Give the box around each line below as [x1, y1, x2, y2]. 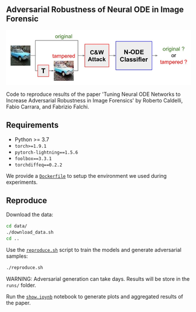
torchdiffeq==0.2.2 [14, 162, 63, 168]
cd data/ [6, 223, 28, 229]
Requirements [6, 120, 59, 130]
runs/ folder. [6, 281, 36, 288]
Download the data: [6, 211, 54, 218]
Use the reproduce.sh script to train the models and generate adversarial [6, 247, 182, 254]
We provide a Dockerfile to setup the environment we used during [6, 172, 167, 179]
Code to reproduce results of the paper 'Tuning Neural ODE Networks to [6, 91, 181, 98]
